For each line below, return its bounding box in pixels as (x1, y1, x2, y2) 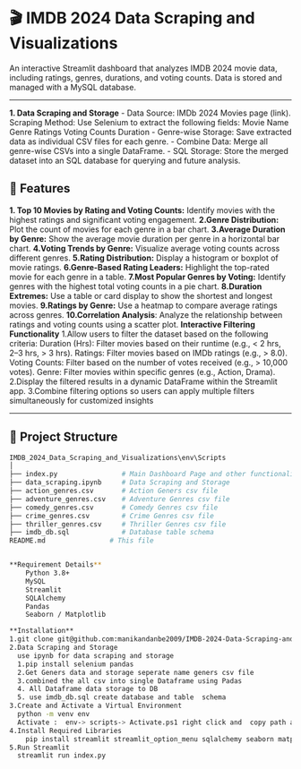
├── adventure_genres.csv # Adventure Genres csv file (9, 494, 230, 503)
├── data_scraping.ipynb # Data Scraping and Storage (9, 478, 230, 487)
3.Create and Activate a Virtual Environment (9, 701, 182, 711)
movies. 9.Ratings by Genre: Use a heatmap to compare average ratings (9, 300, 278, 311)
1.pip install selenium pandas (17, 660, 134, 669)
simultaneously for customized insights (9, 395, 154, 406)
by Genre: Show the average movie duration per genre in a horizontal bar (9, 233, 280, 244)
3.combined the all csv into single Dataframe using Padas (17, 676, 243, 686)
